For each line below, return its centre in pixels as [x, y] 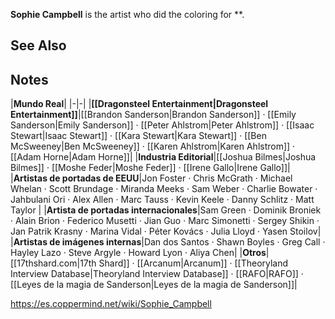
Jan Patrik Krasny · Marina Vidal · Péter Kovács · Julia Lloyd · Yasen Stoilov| [166, 231]
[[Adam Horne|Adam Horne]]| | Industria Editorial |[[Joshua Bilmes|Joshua [163, 157]
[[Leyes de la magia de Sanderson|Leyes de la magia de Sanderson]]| [154, 285]
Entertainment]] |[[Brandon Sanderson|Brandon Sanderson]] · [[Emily [153, 115]
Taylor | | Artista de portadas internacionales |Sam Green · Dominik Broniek [166, 210]
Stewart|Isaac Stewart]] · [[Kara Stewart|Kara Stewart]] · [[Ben [138, 136]
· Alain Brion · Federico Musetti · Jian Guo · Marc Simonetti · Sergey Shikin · [165, 221]
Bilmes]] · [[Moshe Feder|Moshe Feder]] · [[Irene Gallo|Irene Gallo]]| [150, 168]
